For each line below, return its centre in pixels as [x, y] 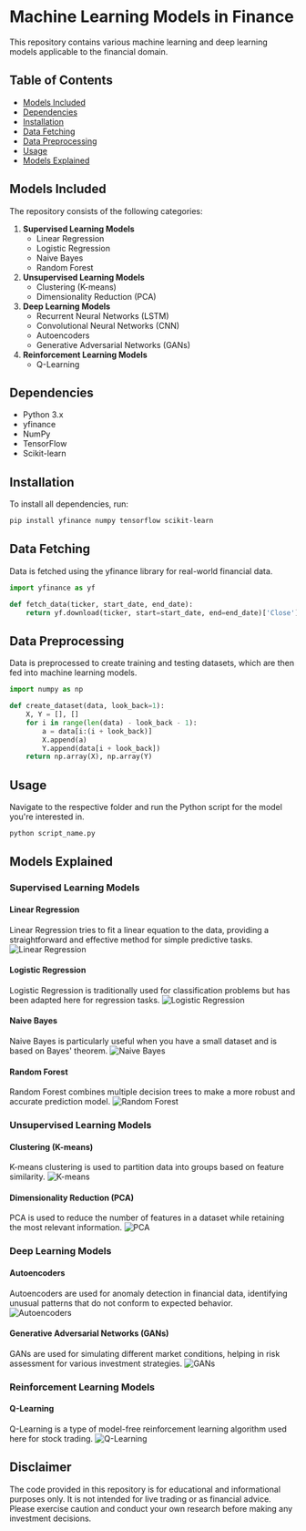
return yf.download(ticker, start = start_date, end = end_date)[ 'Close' [161, 612]
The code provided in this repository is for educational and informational [145, 1489]
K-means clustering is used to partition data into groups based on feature [147, 1167]
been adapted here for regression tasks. [85, 1000]
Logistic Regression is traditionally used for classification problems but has [150, 990]
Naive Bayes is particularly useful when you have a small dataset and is [143, 1041]
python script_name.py [52, 834]
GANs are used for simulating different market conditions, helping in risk [145, 1353]
